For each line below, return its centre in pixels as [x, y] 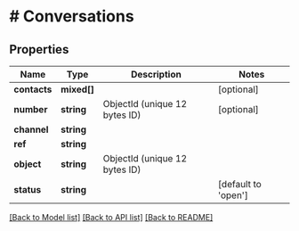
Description [156, 74]
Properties [39, 49]
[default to [240, 184]
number [31, 109]
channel [31, 129]
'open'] [233, 195]
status [28, 190]
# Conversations [72, 16]
